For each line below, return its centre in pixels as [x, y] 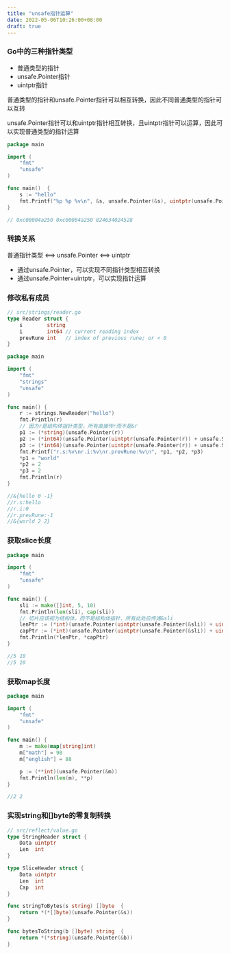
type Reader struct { [38, 319]
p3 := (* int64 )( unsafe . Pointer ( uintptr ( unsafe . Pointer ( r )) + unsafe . [121, 445]
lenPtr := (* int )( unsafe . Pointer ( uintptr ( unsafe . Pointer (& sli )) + [116, 625]
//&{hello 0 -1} [30, 496]
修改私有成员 [28, 297]
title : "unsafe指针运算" [40, 13]
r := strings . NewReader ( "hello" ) [67, 413]
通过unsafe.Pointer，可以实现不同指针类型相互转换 [89, 269]
